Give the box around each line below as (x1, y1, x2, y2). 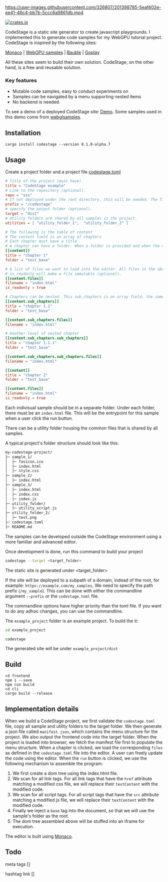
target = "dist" (5, 211, 39, 216)
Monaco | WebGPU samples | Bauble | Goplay (5, 50, 100, 55)
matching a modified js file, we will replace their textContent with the (12, 797, 154, 803)
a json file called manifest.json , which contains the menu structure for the (5, 728, 158, 734)
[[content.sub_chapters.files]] (5, 317, 72, 323)
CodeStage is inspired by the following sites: (5, 40, 97, 46)
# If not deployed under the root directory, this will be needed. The (5, 197, 157, 202)
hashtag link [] (5, 870, 35, 877)
